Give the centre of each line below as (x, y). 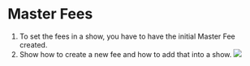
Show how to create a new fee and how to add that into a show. (125, 54)
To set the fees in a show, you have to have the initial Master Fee (127, 36)
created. (33, 44)
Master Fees (50, 14)
